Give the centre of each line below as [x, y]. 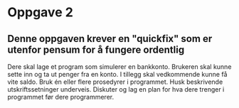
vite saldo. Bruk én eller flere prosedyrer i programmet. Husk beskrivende [115, 82]
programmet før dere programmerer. [61, 97]
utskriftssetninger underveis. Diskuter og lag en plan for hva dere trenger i [116, 89]
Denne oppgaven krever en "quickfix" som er [110, 39]
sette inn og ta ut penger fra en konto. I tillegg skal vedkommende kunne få [117, 74]
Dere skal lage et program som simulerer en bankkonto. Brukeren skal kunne [119, 67]
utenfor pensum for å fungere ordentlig [96, 49]
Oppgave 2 [40, 12]
